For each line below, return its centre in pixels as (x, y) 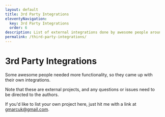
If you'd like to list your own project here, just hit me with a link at (71, 104)
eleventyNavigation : (26, 19)
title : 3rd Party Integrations (37, 14)
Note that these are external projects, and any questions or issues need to (80, 89)
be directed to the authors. (32, 94)
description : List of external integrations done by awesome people (77, 32)
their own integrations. (28, 80)
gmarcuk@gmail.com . (27, 109)
